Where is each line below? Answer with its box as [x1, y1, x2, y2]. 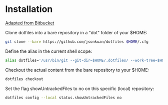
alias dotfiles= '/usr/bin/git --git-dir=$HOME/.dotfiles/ [5, 58, 128, 63]
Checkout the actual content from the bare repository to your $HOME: [5, 67, 149, 73]
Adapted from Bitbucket [5, 20, 54, 26]
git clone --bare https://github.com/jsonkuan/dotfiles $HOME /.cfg [5, 39, 149, 44]
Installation [5, 3, 53, 15]
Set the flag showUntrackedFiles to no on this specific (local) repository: [5, 86, 154, 92]
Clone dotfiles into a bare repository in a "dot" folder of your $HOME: [5, 29, 147, 35]
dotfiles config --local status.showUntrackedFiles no [5, 95, 122, 100]
